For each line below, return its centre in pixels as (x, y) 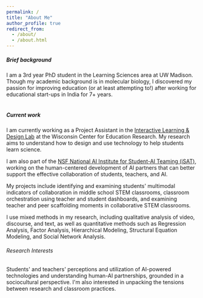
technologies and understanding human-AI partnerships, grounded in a (95, 276)
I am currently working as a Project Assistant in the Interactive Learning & (98, 130)
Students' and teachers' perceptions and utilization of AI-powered (89, 269)
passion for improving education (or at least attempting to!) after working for (101, 88)
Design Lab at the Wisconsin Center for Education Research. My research (98, 136)
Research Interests (30, 251)
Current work (24, 115)
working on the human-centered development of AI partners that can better (101, 167)
